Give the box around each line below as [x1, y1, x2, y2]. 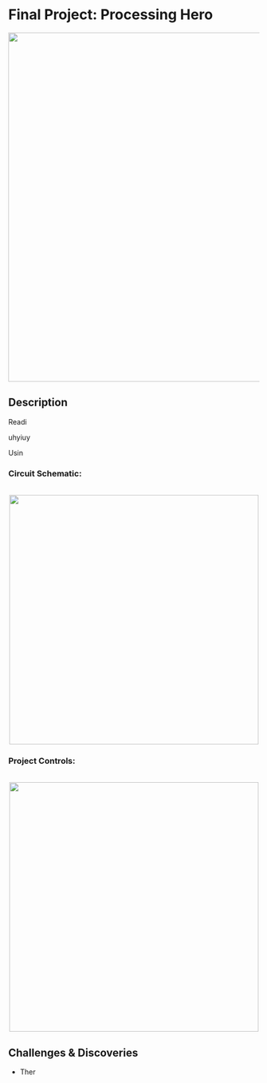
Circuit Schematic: [8, 468, 82, 479]
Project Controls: [8, 755, 76, 766]
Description [8, 396, 68, 409]
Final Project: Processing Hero [8, 6, 214, 24]
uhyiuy [8, 433, 30, 442]
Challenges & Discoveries [8, 1045, 139, 1059]
